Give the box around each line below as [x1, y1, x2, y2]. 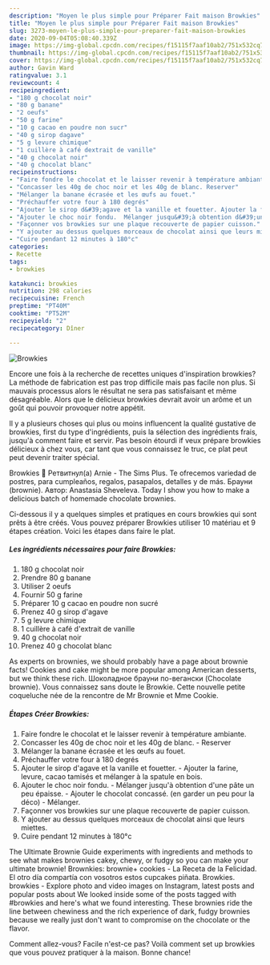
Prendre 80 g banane [20, 573, 91, 583]
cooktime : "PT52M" [9, 309, 71, 317]
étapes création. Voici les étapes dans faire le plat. [9, 526, 175, 535]
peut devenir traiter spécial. [9, 452, 100, 462]
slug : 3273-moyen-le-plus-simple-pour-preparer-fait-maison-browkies [9, 26, 247, 34]
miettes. [20, 823, 48, 833]
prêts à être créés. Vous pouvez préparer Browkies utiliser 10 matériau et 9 [9, 518, 256, 527]
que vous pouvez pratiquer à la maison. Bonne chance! [9, 947, 191, 958]
